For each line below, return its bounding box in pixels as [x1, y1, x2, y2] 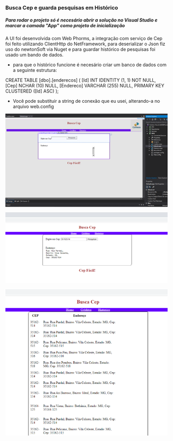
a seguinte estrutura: [12, 67, 57, 73]
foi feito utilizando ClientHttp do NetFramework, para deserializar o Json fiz [5, 41, 166, 47]
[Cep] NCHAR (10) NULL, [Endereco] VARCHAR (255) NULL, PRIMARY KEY [5, 82, 165, 88]
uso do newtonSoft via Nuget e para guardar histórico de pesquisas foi [5, 46, 155, 52]
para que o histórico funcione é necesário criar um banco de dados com [12, 61, 167, 68]
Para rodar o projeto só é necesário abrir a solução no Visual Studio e [5, 17, 158, 23]
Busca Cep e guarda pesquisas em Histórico [5, 4, 118, 11]
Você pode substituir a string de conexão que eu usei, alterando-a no [12, 98, 161, 104]
